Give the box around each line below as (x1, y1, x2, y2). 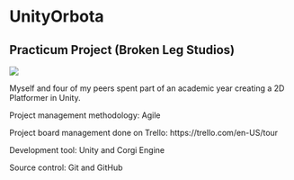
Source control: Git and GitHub (9, 162, 123, 173)
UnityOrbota (9, 6, 105, 27)
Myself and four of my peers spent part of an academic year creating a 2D (9, 83, 285, 94)
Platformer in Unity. (9, 93, 81, 103)
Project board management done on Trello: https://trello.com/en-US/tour (9, 128, 279, 138)
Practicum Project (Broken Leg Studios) (9, 42, 236, 58)
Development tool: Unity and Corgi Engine (9, 145, 165, 155)
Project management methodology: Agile (9, 110, 161, 121)
